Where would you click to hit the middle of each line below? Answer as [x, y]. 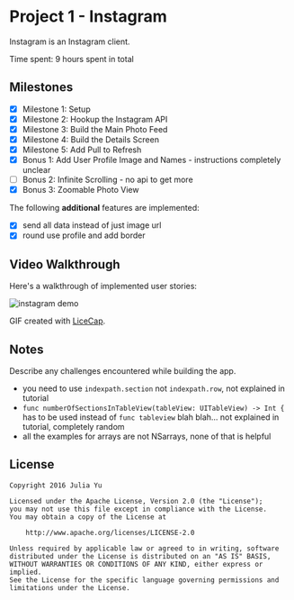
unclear [36, 170]
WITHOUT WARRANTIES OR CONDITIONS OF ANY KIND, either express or [136, 564]
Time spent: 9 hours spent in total [72, 59]
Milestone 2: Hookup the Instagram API [95, 119]
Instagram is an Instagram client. [70, 41]
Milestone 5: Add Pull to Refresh [82, 150]
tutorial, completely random [73, 427]
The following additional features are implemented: [104, 208]
